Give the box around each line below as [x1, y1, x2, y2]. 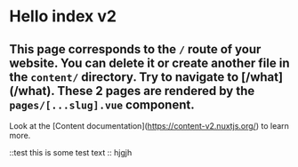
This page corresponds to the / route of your [9, 42, 262, 57]
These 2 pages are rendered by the [57, 83, 255, 99]
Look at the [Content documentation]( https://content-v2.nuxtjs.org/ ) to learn [9, 121, 289, 131]
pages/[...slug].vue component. [9, 97, 195, 112]
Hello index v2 [9, 6, 117, 27]
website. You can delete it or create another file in [9, 55, 290, 70]
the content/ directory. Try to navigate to [9, 69, 239, 84]
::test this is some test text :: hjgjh [9, 147, 133, 157]
